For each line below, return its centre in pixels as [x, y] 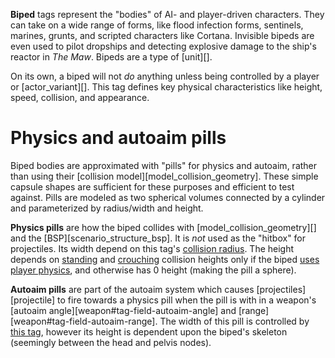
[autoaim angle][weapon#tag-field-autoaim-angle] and [123, 310]
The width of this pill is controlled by [234, 321]
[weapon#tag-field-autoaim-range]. [84, 321]
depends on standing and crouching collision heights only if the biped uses [165, 259]
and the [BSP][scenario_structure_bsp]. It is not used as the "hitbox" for [158, 238]
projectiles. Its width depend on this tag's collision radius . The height [152, 248]
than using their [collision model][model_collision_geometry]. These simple [164, 176]
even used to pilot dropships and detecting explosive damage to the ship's [163, 46]
